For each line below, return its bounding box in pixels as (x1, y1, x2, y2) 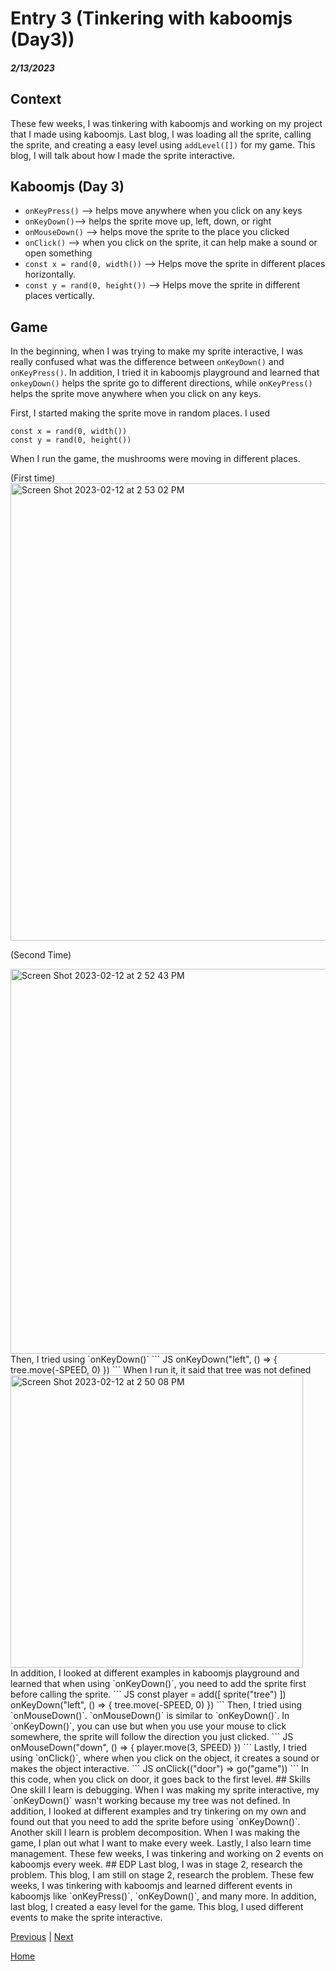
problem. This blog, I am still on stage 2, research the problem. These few (10, 1869, 315, 1881)
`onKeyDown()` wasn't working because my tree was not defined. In (10, 1795, 291, 1807)
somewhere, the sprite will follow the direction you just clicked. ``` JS (10, 1731, 294, 1743)
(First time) (10, 472, 56, 484)
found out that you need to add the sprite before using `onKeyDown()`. (10, 1816, 301, 1828)
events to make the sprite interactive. (10, 1912, 163, 1924)
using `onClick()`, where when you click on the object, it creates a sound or (10, 1752, 320, 1764)
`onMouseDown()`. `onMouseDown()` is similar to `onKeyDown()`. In (10, 1710, 290, 1722)
